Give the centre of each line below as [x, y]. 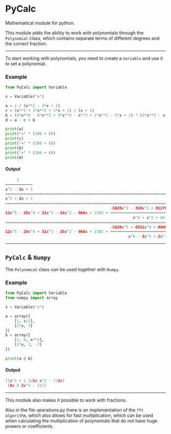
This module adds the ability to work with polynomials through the [75, 33]
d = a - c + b [20, 120]
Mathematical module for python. [40, 23]
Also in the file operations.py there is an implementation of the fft [75, 410]
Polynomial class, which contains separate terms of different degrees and [82, 38]
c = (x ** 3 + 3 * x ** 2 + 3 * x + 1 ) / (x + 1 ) [50, 110]
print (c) [15, 139]
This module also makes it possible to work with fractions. [66, 400]
